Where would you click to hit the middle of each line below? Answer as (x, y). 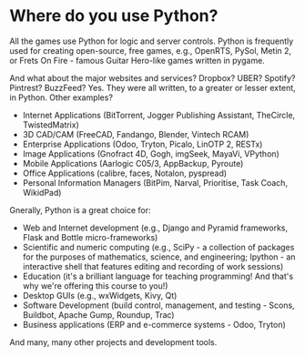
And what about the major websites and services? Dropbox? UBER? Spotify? (152, 77)
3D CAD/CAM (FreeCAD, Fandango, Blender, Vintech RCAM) (136, 134)
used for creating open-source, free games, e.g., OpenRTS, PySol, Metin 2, (151, 50)
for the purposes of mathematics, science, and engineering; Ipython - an (159, 257)
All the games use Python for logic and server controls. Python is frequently (152, 41)
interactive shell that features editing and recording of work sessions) (153, 266)
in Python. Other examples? (61, 97)
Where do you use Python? (114, 16)
